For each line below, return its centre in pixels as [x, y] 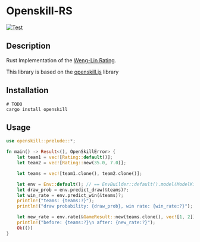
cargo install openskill [37, 109]
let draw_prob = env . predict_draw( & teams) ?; [73, 190]
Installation [27, 90]
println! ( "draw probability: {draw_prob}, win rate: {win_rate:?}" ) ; [105, 206]
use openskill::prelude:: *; [41, 141]
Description [28, 46]
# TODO [14, 104]
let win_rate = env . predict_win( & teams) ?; [70, 195]
